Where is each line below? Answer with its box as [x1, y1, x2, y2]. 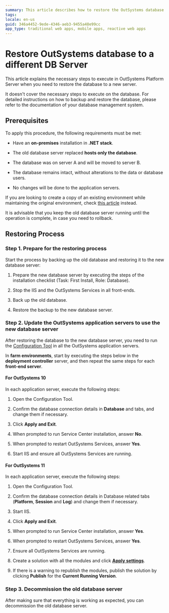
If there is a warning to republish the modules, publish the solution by [12, 567, 157, 574]
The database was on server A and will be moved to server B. [12, 159, 141, 166]
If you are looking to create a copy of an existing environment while [5, 194, 146, 201]
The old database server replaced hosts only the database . [12, 149, 138, 155]
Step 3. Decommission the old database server [5, 586, 123, 593]
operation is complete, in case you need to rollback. [5, 215, 113, 221]
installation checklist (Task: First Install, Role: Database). [12, 277, 130, 283]
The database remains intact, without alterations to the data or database [12, 169, 163, 175]
